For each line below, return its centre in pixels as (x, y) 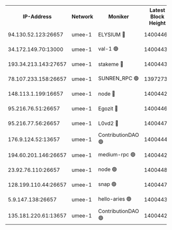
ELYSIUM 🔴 (112, 34)
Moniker (119, 16)
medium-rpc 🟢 (117, 154)
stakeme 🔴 (111, 64)
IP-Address (37, 16)
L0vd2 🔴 (108, 123)
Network (82, 16)
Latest (157, 10)
